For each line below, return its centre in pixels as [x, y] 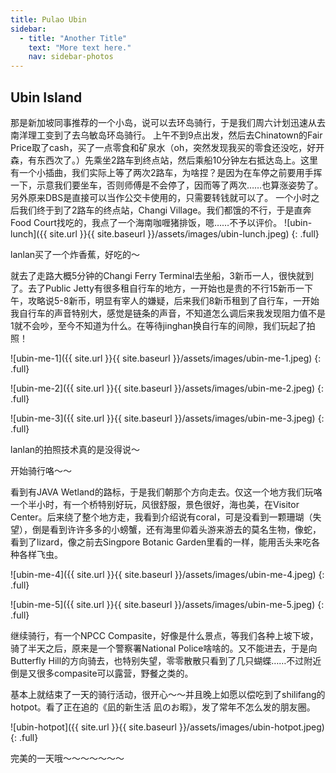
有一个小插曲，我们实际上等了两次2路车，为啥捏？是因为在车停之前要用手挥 [166, 172]
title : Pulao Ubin [48, 19]
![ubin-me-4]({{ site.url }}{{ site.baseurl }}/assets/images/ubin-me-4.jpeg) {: [167, 574]
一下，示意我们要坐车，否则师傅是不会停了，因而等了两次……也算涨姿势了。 [167, 185]
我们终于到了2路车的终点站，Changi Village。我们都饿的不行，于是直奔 [165, 210]
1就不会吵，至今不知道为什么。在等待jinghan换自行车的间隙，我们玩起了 [158, 325]
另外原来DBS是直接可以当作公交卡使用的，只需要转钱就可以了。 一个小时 [161, 197]
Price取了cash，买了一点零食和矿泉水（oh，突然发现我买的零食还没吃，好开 [167, 147]
